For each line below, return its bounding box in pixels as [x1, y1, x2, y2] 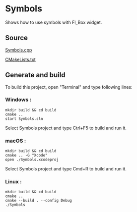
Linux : [5, 178, 22, 185]
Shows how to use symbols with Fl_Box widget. [5, 19, 102, 25]
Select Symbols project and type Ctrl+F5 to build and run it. [5, 125, 127, 131]
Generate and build [5, 71, 66, 79]
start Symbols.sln [5, 116, 43, 121]
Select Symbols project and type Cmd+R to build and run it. [5, 166, 127, 172]
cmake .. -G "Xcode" [5, 153, 48, 158]
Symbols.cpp [5, 47, 32, 53]
